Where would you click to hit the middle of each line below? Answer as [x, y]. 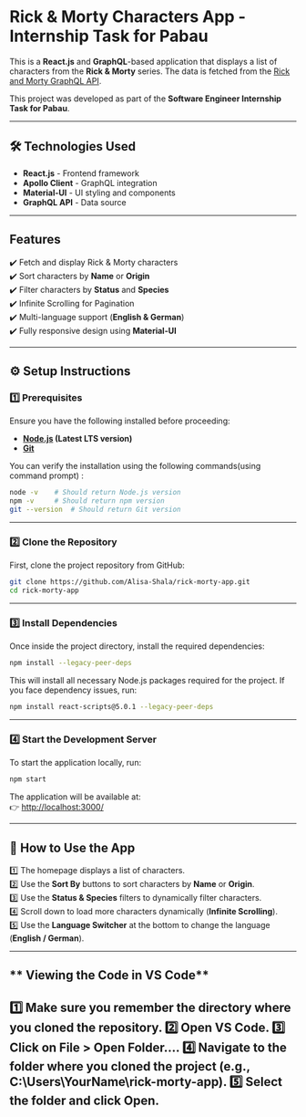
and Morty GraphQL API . [56, 80]
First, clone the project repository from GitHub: [97, 565]
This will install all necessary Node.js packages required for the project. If [147, 681]
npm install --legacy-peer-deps [71, 663]
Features [35, 240]
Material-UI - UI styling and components [99, 193]
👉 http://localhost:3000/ [57, 807]
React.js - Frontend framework [81, 173]
